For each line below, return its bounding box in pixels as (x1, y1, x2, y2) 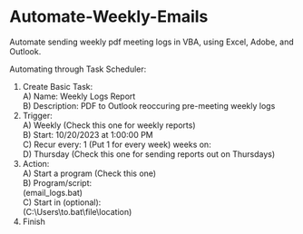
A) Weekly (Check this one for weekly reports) (22, 120, 197, 131)
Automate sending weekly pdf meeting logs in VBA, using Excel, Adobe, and (9, 36, 295, 47)
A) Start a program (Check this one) (22, 168, 157, 179)
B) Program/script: (22, 177, 93, 188)
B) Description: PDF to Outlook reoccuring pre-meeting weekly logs (22, 100, 276, 111)
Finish (22, 216, 45, 227)
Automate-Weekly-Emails (9, 6, 209, 27)
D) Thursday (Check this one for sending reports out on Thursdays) (22, 148, 275, 160)
